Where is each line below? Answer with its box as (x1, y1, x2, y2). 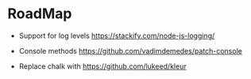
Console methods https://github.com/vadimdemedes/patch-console (18, 46, 243, 55)
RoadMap (7, 5, 72, 23)
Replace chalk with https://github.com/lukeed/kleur (18, 61, 187, 71)
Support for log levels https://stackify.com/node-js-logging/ (18, 31, 215, 40)
